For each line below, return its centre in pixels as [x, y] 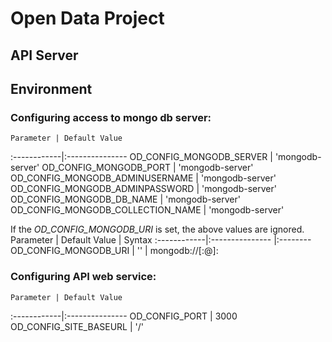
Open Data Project [87, 18]
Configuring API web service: [83, 277]
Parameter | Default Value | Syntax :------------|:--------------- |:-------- [161, 240]
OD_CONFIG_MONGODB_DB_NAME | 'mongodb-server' [125, 199]
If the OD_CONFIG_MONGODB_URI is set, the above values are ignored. [157, 229]
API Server [44, 55]
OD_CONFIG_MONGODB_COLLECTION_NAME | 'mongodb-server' [147, 210]
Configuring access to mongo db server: [111, 117]
